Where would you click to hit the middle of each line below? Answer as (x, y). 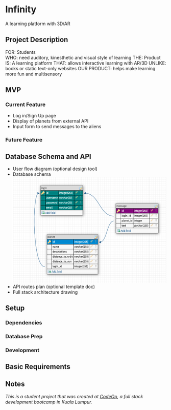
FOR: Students (20, 52)
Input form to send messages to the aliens (57, 127)
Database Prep (24, 336)
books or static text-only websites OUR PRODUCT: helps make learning (80, 68)
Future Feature (24, 140)
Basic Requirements (38, 367)
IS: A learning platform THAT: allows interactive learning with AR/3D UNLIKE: (86, 63)
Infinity (21, 9)
